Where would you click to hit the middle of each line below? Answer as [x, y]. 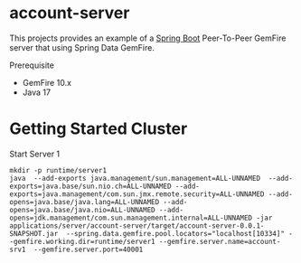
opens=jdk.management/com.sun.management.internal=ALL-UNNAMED [131, 218]
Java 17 [37, 92]
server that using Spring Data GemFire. [82, 47]
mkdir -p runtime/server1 [58, 170]
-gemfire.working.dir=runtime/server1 [82, 241]
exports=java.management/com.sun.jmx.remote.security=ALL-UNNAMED [137, 194]
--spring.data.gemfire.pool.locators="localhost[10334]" [175, 233]
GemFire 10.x [47, 82]
